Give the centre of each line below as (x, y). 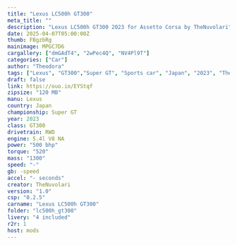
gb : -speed (23, 171)
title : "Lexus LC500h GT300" (50, 14)
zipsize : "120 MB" (34, 92)
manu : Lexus (25, 100)
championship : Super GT (42, 112)
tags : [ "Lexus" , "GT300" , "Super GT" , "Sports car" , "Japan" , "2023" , (112, 73)
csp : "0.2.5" (26, 198)
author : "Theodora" (36, 66)
